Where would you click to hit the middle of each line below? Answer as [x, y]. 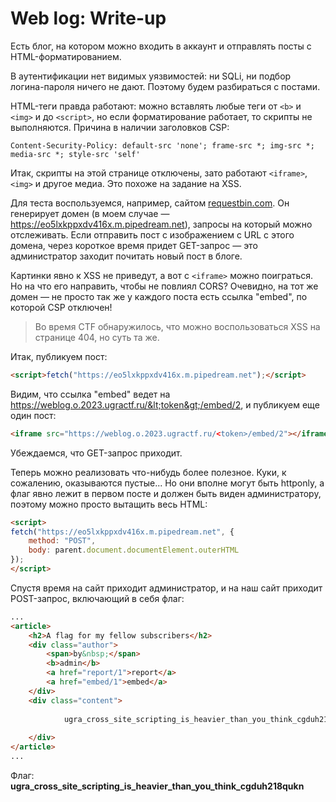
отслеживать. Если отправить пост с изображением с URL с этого [152, 234]
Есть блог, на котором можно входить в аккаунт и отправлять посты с [161, 46]
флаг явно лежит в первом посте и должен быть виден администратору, [166, 493]
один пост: [33, 415]
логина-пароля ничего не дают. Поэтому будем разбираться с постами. [165, 86]
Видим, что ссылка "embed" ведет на [90, 394]
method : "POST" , [62, 541]
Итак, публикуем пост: [59, 356]
